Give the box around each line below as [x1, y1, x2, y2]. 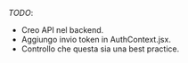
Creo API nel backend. [20, 25, 104, 35]
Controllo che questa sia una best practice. [20, 43, 180, 54]
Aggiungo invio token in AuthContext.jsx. [20, 35, 171, 44]
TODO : [8, 8, 34, 18]
